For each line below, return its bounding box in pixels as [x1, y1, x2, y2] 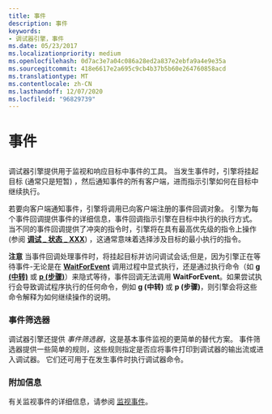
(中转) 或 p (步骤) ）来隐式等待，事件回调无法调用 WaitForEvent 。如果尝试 [8, 271, 256, 281]
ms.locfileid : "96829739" [8, 95, 96, 103]
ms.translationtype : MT [8, 72, 89, 80]
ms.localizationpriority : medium [8, 50, 121, 58]
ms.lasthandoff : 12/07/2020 [8, 87, 104, 96]
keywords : [8, 27, 42, 35]
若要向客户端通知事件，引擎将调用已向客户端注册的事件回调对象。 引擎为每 [8, 204, 259, 213]
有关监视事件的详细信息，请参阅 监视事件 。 [8, 397, 152, 407]
